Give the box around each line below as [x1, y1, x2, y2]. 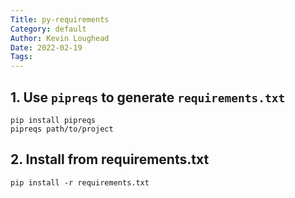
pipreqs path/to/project [10, 124, 114, 134]
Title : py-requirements [10, 14, 110, 25]
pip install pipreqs [10, 115, 97, 125]
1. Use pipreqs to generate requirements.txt [10, 89, 286, 106]
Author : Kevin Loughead [10, 33, 110, 43]
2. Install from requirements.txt [10, 151, 210, 168]
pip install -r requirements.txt [10, 177, 150, 188]
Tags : [10, 52, 33, 62]
